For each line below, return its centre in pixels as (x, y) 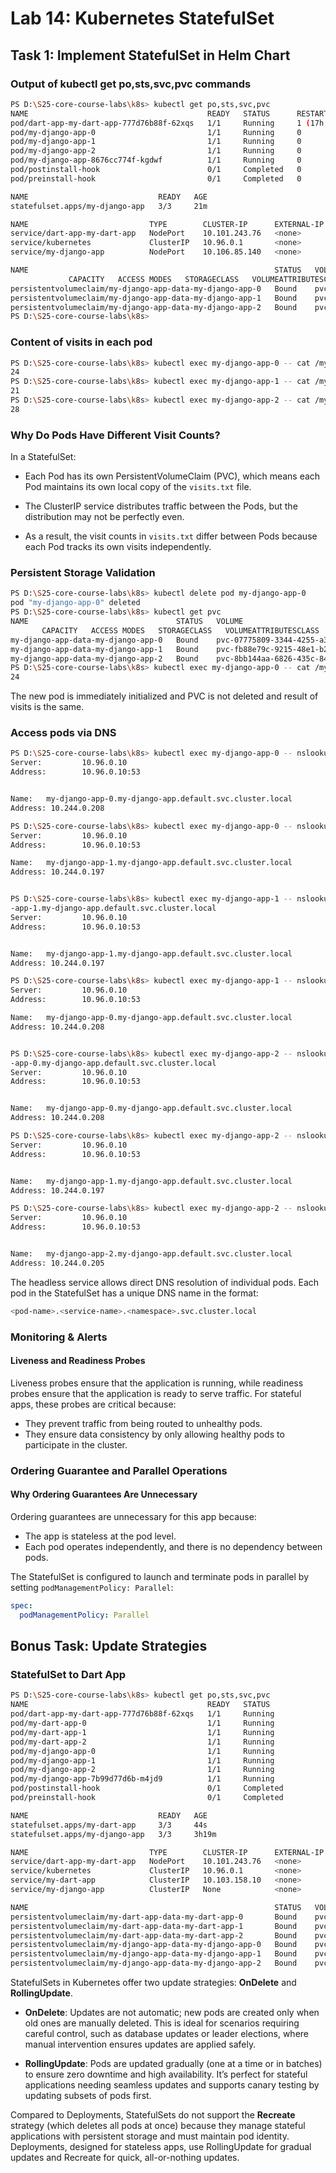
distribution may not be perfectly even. (104, 517)
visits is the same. (47, 707)
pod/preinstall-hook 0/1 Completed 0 (156, 178)
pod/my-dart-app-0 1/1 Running (142, 1723)
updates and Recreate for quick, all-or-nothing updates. (125, 2157)
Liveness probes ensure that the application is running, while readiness (157, 1383)
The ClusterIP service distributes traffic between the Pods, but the (161, 506)
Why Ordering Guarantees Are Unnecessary (104, 1494)
